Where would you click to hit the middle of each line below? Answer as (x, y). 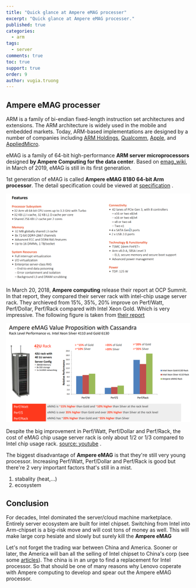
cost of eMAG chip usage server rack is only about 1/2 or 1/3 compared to (95, 437)
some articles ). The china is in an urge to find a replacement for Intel (88, 560)
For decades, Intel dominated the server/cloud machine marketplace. (89, 518)
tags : (13, 43)
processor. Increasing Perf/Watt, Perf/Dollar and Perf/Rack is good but (91, 461)
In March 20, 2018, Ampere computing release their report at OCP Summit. (97, 290)
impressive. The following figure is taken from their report (75, 315)
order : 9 (17, 74)
